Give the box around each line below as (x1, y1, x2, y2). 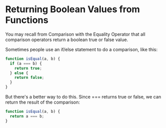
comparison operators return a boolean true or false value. (5, 37, 128, 43)
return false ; (14, 75, 44, 80)
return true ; (14, 66, 42, 71)
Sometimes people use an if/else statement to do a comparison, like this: (5, 46, 158, 52)
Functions (5, 14, 48, 26)
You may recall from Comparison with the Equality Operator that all (5, 31, 146, 37)
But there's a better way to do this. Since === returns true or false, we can (5, 94, 161, 100)
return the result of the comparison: (5, 99, 80, 105)
